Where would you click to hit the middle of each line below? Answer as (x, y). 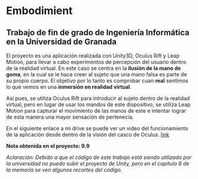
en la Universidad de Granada (61, 41)
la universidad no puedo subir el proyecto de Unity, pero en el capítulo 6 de (98, 163)
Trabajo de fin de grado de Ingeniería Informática (98, 33)
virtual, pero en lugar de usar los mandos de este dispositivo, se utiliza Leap (98, 104)
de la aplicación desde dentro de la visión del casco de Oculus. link (88, 134)
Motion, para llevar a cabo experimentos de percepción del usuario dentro (96, 62)
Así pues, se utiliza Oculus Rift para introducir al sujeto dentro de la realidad (98, 98)
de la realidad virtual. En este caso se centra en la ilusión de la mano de (94, 68)
